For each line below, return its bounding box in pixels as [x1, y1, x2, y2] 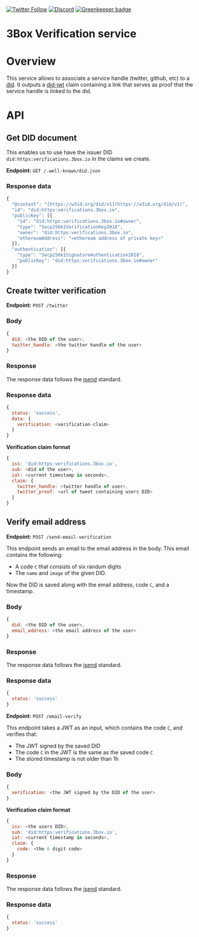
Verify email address [6, 517, 86, 527]
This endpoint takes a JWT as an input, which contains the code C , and [6, 724, 183, 731]
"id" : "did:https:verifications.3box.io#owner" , [17, 218, 142, 224]
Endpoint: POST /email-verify [6, 712, 82, 720]
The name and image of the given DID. [15, 569, 106, 576]
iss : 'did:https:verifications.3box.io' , [11, 461, 118, 467]
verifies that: [6, 730, 38, 738]
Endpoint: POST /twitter [6, 301, 68, 309]
